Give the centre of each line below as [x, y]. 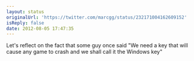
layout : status [25, 12]
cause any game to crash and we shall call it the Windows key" [84, 52]
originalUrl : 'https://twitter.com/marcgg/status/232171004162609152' [97, 17]
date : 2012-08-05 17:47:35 [40, 28]
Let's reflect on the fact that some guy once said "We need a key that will [97, 45]
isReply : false [25, 23]
